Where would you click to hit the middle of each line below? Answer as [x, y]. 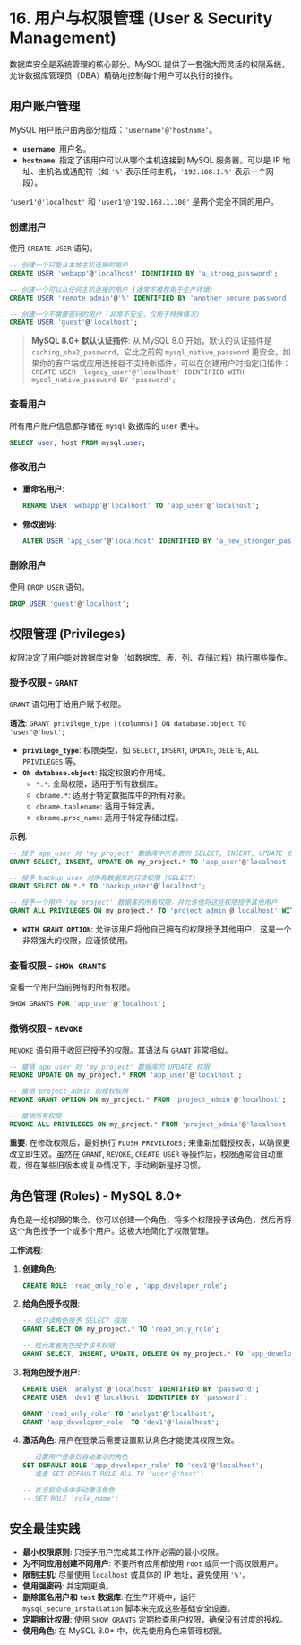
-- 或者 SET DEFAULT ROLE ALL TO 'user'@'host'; [113, 1474]
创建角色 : [39, 1269]
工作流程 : [26, 1249]
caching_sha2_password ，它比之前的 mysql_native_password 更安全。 [157, 352]
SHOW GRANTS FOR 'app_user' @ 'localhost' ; [88, 1004]
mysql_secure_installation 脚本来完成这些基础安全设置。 [129, 1608]
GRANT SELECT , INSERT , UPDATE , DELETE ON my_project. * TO [133, 1354]
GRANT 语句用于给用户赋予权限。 [68, 704]
